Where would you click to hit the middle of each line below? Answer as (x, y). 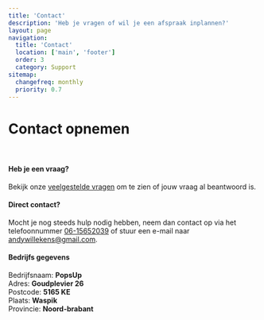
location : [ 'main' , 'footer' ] (65, 52)
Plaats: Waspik (33, 300)
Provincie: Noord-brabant (51, 308)
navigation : (28, 38)
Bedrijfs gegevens (39, 257)
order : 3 (30, 60)
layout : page (30, 30)
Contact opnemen (69, 129)
